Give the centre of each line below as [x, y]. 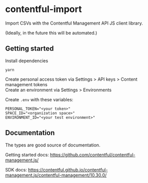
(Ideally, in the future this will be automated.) [51, 33]
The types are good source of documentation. [53, 145]
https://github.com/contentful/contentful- [93, 154]
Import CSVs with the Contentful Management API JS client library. [74, 23]
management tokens [26, 84]
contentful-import [43, 9]
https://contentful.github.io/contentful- [68, 169]
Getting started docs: [27, 154]
